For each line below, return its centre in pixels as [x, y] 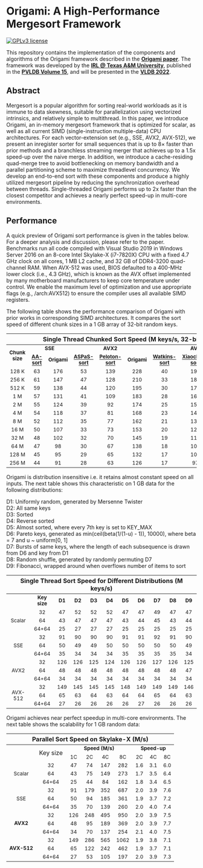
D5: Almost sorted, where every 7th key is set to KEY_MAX [79, 527]
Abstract [23, 91]
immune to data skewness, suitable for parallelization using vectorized [94, 112]
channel [16, 267]
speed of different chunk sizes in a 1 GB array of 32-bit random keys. [92, 324]
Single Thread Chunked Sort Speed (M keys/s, [111, 339]
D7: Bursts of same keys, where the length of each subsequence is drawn [98, 546]
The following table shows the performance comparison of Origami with [96, 311]
